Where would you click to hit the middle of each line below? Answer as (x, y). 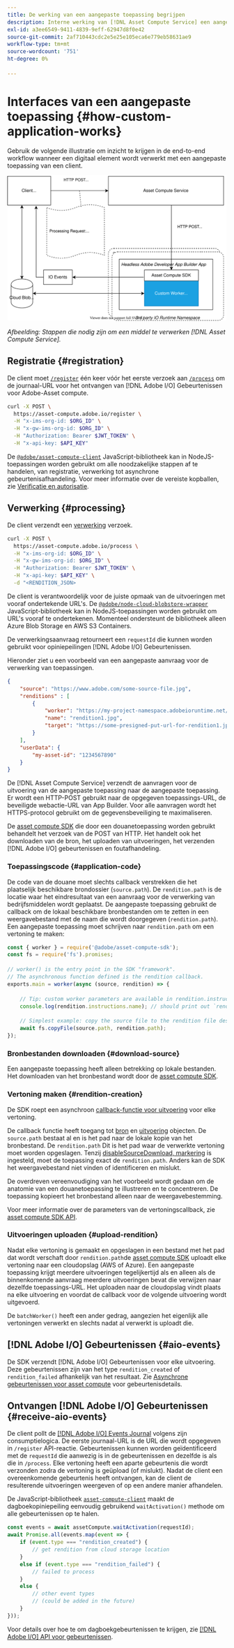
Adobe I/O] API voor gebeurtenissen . (60, 1636)
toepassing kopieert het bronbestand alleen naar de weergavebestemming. (115, 1196)
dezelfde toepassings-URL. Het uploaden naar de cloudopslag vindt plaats (114, 1287)
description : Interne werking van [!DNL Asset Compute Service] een (109, 22)
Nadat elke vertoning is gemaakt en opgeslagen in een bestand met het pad (116, 1250)
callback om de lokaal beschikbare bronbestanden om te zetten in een (108, 912)
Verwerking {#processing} (67, 508)
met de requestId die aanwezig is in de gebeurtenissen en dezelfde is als (112, 1456)
